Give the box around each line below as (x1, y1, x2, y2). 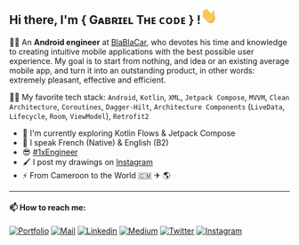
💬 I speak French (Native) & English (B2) (21, 137, 169, 147)
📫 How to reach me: (9, 202, 86, 213)
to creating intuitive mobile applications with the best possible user (9, 46, 255, 57)
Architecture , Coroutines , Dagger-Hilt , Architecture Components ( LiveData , (9, 101, 286, 112)
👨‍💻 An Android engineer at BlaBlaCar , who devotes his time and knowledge (9, 36, 287, 47)
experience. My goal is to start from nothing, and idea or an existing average (9, 55, 290, 66)
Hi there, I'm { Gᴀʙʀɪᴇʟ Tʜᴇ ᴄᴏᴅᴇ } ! (9, 12, 202, 28)
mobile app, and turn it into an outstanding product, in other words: (9, 65, 255, 75)
